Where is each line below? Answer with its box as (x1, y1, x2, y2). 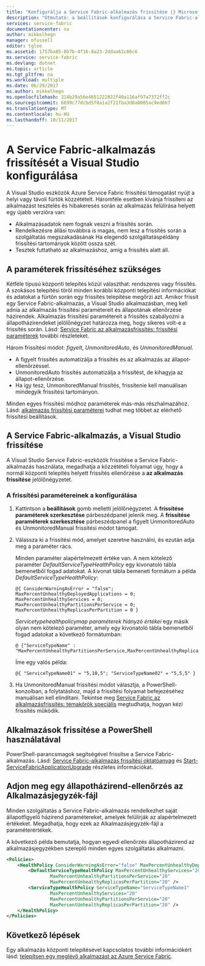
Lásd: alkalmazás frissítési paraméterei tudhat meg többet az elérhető (6, 406, 182, 414)
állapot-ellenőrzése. (15, 375, 66, 382)
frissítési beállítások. (6, 413, 58, 420)
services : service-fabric (6, 20, 72, 26)
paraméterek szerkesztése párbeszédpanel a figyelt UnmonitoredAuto (15, 518, 195, 525)
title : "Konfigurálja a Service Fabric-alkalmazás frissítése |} (6, 9, 176, 15)
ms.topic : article (6, 65, 53, 72)
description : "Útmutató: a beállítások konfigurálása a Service (6, 15, 173, 21)
